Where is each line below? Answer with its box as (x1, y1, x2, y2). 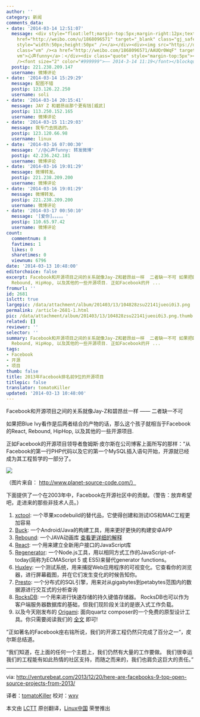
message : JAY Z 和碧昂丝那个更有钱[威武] (11, 102, 106, 109)
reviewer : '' (6, 324, 39, 330)
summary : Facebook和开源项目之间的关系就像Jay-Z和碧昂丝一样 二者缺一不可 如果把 (6, 335, 193, 341)
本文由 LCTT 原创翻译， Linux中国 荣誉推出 (6, 705, 111, 712)
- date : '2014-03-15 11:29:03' (6, 120, 84, 126)
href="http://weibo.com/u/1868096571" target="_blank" (17, 36, 156, 42)
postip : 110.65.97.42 (11, 219, 65, 225)
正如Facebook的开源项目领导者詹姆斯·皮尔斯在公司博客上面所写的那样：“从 (6, 440, 191, 447)
